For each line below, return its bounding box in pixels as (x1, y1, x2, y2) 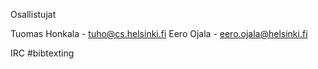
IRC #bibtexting (10, 47, 75, 59)
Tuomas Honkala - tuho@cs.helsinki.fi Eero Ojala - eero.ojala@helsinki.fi (10, 28, 308, 39)
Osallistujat (10, 9, 57, 20)
